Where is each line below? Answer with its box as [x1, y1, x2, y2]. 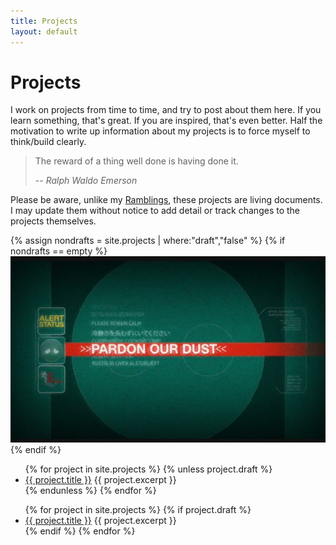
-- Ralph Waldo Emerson [34, 175, 138, 187]
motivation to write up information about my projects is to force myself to [10, 125, 311, 137]
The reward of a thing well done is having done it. [34, 155, 239, 167]
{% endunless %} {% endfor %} [24, 484, 157, 496]
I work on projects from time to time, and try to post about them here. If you [10, 104, 322, 116]
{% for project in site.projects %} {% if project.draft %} [24, 503, 252, 515]
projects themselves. [10, 215, 97, 227]
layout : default [10, 26, 78, 37]
